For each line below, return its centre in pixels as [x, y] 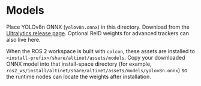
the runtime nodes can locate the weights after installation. [79, 76]
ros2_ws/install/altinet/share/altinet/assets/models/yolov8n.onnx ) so [97, 70]
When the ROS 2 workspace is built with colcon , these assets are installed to [100, 51]
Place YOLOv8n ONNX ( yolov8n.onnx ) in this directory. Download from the [98, 27]
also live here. [23, 39]
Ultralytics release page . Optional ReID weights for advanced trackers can [97, 33]
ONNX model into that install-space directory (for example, [79, 64]
